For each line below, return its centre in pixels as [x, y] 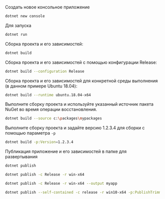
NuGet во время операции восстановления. [51, 110]
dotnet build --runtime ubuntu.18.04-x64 [48, 95]
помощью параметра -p [30, 133]
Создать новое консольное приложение [47, 7]
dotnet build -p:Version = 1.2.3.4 [39, 142]
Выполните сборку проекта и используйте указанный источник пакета [79, 104]
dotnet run [16, 34]
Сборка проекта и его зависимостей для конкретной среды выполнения [82, 81]
